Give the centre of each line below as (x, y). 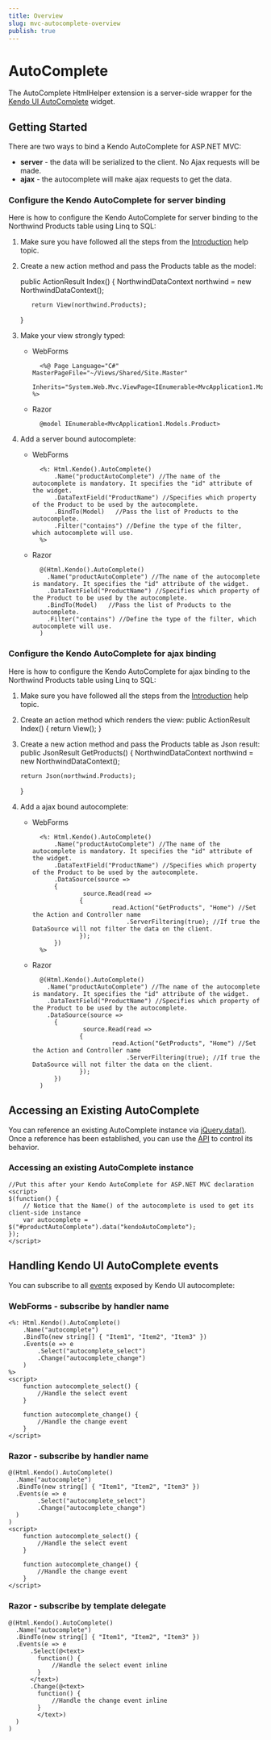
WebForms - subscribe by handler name (89, 1306)
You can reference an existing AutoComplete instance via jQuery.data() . (127, 1130)
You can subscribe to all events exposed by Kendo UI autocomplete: (122, 1285)
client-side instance (45, 1213)
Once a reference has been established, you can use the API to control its (131, 1138)
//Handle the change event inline (109, 1700)
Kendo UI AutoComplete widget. (62, 102)
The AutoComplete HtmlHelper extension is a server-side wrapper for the (130, 93)
